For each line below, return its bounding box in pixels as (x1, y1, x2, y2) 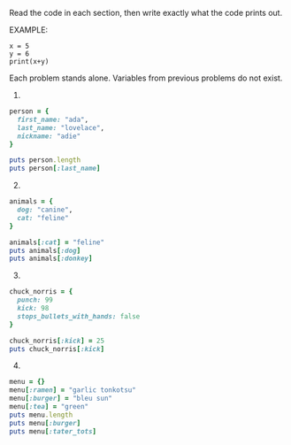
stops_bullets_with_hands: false (17, 311, 141, 321)
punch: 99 (17, 295, 53, 304)
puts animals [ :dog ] (9, 246, 81, 255)
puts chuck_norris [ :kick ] (9, 344, 104, 353)
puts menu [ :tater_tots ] (9, 426, 97, 436)
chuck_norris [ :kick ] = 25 (9, 336, 104, 345)
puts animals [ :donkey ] (9, 254, 93, 264)
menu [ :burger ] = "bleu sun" (9, 394, 113, 403)
